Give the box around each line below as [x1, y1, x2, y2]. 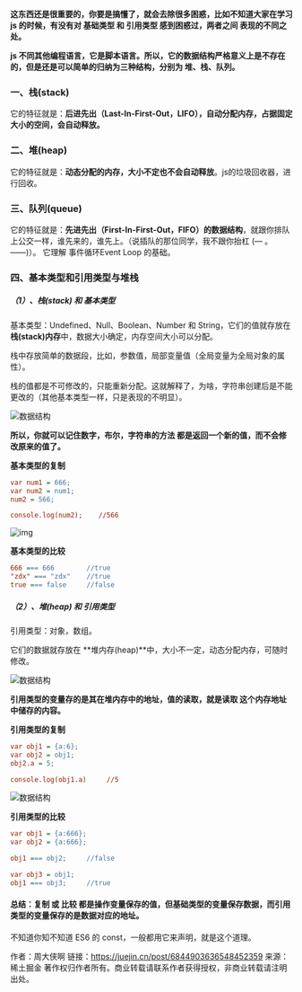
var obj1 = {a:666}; [10, 829, 88, 838]
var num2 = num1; [10, 486, 75, 495]
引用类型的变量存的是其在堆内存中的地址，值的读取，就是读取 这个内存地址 [10, 694, 288, 704]
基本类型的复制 [10, 460, 65, 471]
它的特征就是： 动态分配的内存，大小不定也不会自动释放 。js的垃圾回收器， [10, 166, 283, 177]
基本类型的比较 [10, 545, 65, 556]
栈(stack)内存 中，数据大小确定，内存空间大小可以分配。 [10, 331, 219, 341]
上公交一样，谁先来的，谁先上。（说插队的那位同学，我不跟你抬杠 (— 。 [10, 235, 272, 246]
